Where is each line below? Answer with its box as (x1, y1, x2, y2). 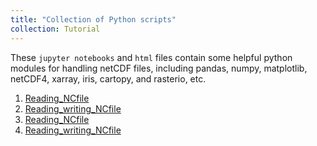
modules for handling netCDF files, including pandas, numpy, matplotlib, (10, 62, 308, 74)
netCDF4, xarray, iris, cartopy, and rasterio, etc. (10, 72, 207, 85)
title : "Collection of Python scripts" (10, 14, 177, 25)
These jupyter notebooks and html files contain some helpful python (10, 51, 293, 63)
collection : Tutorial (10, 24, 101, 34)
